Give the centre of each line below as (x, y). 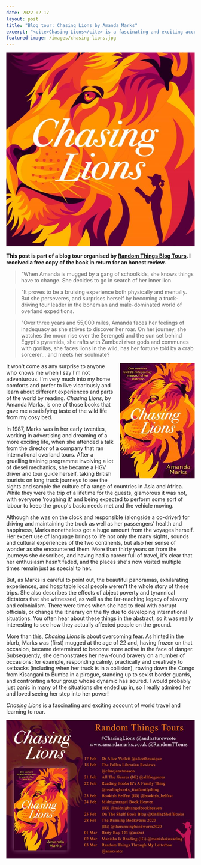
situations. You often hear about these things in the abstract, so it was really (100, 618)
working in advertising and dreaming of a (57, 436)
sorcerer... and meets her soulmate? (65, 355)
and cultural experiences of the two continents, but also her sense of (91, 543)
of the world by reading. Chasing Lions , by (59, 398)
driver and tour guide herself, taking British (59, 474)
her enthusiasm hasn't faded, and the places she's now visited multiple (94, 562)
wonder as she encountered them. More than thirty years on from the (92, 549)
